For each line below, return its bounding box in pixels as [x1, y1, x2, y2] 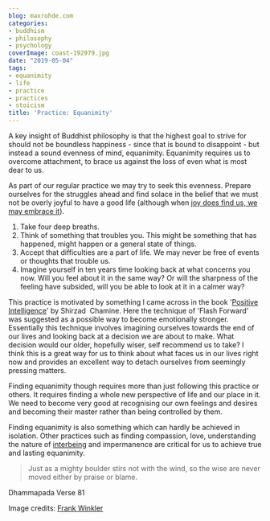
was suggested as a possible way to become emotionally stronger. [8, 314, 229, 324]
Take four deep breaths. [19, 222, 100, 232]
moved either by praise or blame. [27, 472, 138, 482]
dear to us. [8, 166, 44, 174]
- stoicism [8, 101, 45, 109]
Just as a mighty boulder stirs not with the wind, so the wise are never [27, 464, 261, 473]
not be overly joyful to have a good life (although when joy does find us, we [8, 198, 258, 207]
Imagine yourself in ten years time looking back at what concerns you [19, 265, 251, 274]
